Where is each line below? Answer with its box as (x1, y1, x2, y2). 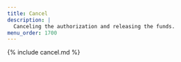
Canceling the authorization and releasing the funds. (13, 23, 175, 30)
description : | (7, 17, 51, 23)
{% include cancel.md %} (7, 48, 80, 56)
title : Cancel (7, 10, 49, 17)
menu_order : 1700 (7, 29, 58, 37)
